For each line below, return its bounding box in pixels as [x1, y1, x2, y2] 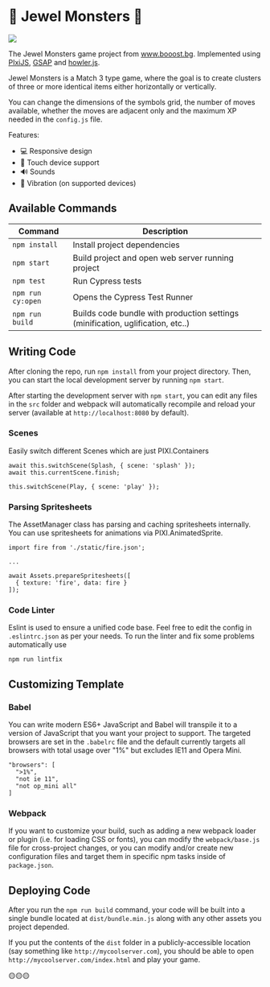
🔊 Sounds [19, 167, 55, 176]
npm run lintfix [8, 655, 63, 663]
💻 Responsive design [19, 146, 92, 155]
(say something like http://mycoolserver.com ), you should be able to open [8, 946, 255, 956]
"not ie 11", [15, 775, 59, 783]
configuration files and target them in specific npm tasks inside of [8, 852, 227, 861]
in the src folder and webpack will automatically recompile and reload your [8, 399, 256, 409]
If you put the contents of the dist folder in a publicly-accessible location [8, 938, 251, 948]
